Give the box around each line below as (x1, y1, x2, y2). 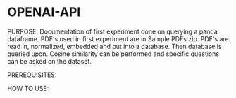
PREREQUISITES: (7, 71, 57, 79)
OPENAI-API (7, 4, 81, 20)
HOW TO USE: (7, 84, 49, 92)
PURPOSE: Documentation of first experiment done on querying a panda (7, 27, 218, 36)
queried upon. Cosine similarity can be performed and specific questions (7, 50, 220, 58)
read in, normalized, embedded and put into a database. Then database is (7, 42, 222, 50)
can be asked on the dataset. (7, 57, 92, 65)
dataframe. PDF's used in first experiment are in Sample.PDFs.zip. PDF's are (7, 34, 229, 43)
